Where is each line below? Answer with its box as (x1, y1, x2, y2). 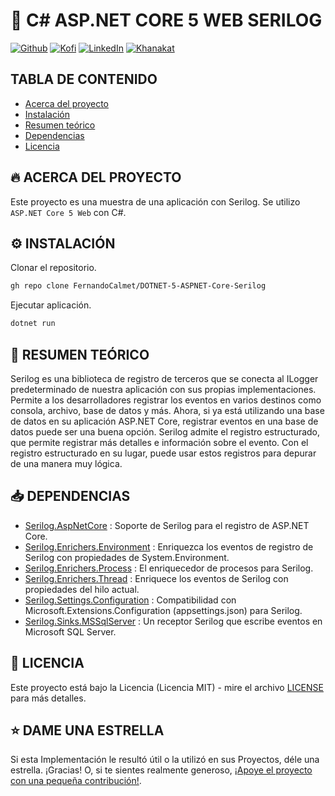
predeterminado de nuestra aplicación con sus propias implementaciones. (10, 383, 317, 395)
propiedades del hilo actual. (24, 583, 140, 595)
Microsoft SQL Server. (24, 625, 117, 638)
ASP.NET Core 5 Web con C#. (10, 206, 127, 218)
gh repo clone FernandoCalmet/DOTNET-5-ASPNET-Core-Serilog (10, 281, 267, 291)
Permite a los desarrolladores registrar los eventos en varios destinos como (10, 394, 322, 406)
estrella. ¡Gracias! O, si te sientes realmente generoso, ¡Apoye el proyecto (10, 764, 313, 776)
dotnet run (10, 319, 56, 329)
